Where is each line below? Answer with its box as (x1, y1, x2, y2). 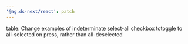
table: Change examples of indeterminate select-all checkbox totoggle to (6, 25, 183, 32)
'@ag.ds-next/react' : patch (6, 8, 75, 15)
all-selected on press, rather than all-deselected (6, 31, 123, 38)
